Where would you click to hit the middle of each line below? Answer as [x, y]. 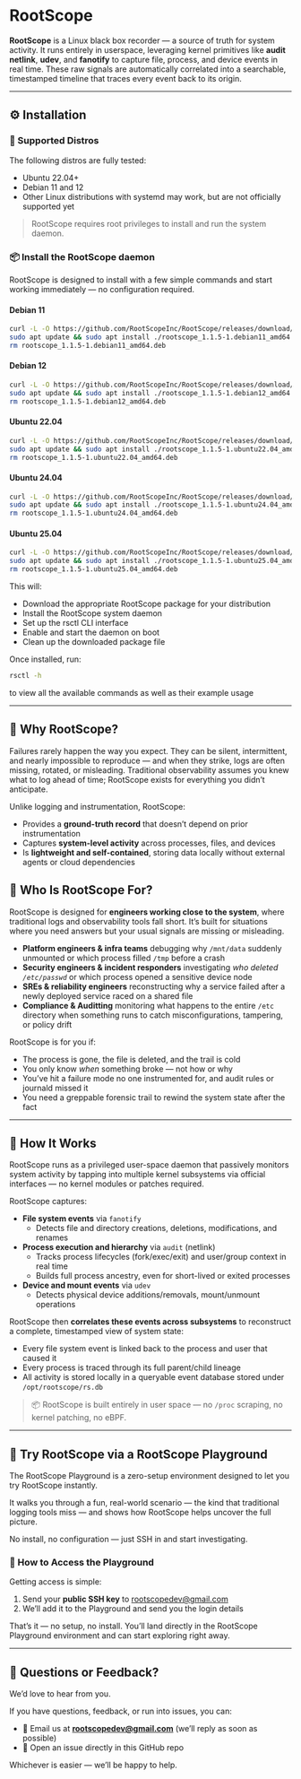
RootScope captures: [48, 1202]
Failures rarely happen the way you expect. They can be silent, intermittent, [149, 751]
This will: [26, 586]
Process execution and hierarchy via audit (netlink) [119, 1247]
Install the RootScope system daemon [92, 613]
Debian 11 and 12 [53, 187]
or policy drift [47, 1024]
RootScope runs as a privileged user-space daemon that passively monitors [149, 1165]
